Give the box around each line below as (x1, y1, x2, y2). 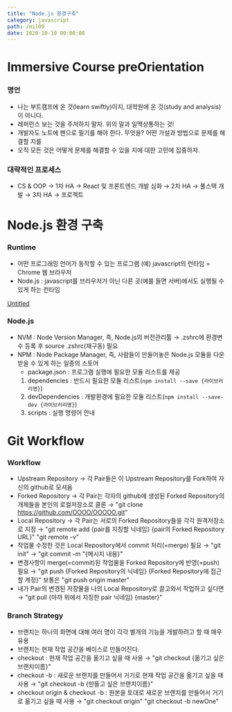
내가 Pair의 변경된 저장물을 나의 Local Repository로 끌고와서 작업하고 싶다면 (17, 584, 224, 593)
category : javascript (7, 17, 70, 24)
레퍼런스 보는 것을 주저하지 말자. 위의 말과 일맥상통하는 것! (17, 119, 175, 128)
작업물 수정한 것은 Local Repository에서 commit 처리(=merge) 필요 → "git (17, 541, 222, 550)
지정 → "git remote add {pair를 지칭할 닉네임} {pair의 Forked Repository (24, 525, 225, 534)
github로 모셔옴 (30, 483, 73, 492)
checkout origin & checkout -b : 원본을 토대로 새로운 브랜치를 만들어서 (17, 688, 211, 697)
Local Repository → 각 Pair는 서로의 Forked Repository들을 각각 (17, 516, 195, 525)
